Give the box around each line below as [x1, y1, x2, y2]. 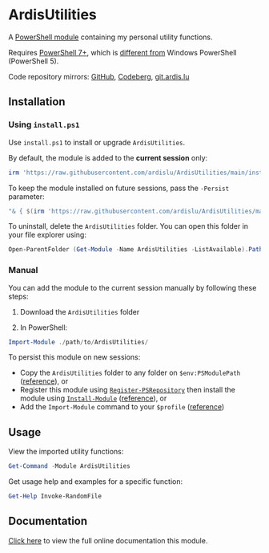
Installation [8, 95, 66, 109]
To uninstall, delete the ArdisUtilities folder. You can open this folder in [8, 222, 249, 231]
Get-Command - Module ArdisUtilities [8, 462, 130, 470]
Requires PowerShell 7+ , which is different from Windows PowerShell [8, 47, 237, 57]
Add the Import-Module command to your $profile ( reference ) [19, 402, 225, 412]
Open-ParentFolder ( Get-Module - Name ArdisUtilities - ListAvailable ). [8, 246, 249, 254]
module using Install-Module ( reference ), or [19, 393, 167, 403]
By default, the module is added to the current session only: [8, 152, 208, 162]
